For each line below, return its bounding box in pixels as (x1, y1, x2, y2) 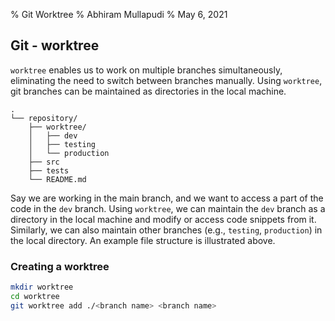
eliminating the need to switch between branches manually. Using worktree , (10, 74, 323, 86)
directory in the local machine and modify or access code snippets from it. (10, 213, 317, 225)
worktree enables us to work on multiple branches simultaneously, (10, 64, 283, 76)
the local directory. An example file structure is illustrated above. (10, 234, 276, 246)
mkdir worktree (10, 282, 74, 293)
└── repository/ (10, 113, 78, 123)
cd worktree (10, 291, 60, 301)
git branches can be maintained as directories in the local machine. (10, 85, 287, 97)
